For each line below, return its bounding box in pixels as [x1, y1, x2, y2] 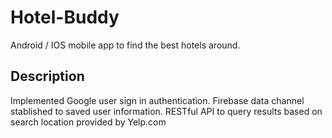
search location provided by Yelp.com [10, 116, 167, 128]
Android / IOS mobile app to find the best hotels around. [10, 39, 241, 51]
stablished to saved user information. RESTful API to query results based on [10, 105, 323, 117]
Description [10, 68, 85, 85]
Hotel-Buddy [10, 6, 120, 29]
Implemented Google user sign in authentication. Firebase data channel [10, 94, 305, 106]
